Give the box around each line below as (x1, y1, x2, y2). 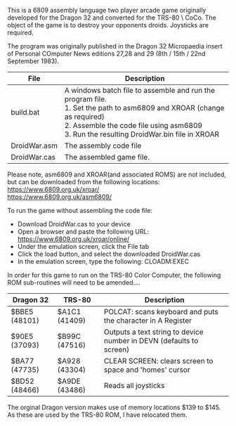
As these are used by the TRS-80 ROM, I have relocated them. (7, 411, 188, 419)
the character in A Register (104, 316, 192, 325)
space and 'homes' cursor (104, 365, 191, 375)
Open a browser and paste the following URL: (17, 228, 150, 235)
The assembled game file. (64, 153, 150, 162)
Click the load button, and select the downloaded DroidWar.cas (17, 250, 201, 258)
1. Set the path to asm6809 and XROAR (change (64, 103, 225, 112)
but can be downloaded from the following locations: (7, 178, 160, 186)
